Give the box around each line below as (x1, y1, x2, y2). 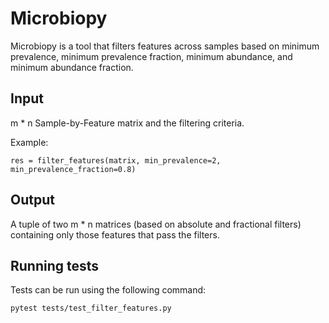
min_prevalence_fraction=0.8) (10, 164, 137, 174)
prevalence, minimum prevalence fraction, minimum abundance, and (10, 50, 293, 62)
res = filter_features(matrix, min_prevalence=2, (10, 155, 222, 166)
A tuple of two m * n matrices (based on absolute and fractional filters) (10, 218, 302, 230)
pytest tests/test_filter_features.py (10, 303, 172, 314)
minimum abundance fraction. (10, 61, 134, 73)
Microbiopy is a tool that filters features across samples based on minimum (10, 40, 320, 52)
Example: (10, 136, 49, 148)
